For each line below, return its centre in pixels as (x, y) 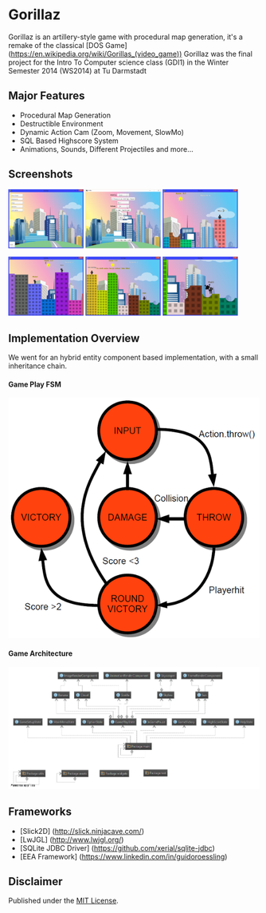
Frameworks (40, 812)
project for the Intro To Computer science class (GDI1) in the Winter (119, 62)
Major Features (47, 96)
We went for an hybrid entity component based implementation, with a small (133, 358)
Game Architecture (41, 653)
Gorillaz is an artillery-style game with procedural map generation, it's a (125, 37)
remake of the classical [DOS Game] (68, 45)
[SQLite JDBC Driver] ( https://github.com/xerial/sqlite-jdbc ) (117, 848)
